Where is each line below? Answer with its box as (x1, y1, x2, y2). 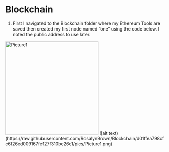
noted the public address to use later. (12, 31, 91, 37)
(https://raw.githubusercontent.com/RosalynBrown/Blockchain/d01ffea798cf (5, 135, 164, 141)
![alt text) (99, 130, 118, 136)
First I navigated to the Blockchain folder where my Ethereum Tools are (12, 20, 160, 26)
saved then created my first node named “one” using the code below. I (12, 25, 160, 32)
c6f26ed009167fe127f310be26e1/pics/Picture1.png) (5, 141, 113, 147)
